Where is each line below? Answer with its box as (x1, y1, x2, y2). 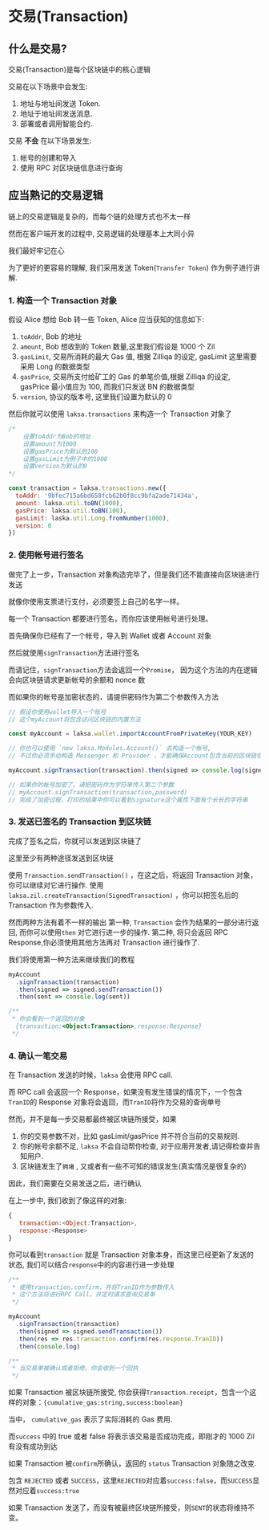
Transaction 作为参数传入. (8, 900, 94, 910)
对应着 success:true (14, 1486, 80, 1495)
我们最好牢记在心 (8, 246, 65, 255)
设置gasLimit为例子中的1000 (22, 455, 108, 463)
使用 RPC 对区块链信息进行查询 (19, 163, 122, 173)
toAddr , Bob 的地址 (19, 332, 82, 341)
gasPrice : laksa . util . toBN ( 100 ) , (15, 507, 127, 515)
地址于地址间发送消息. (19, 109, 93, 118)
